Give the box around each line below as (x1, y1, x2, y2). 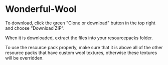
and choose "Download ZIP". (5, 25, 65, 31)
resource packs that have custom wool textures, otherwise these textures (5, 50, 157, 56)
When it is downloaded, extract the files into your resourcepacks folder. (5, 35, 153, 41)
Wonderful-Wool (5, 3, 77, 15)
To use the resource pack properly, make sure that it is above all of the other (5, 44, 163, 50)
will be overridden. (5, 55, 44, 61)
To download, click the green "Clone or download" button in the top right (5, 20, 155, 26)
